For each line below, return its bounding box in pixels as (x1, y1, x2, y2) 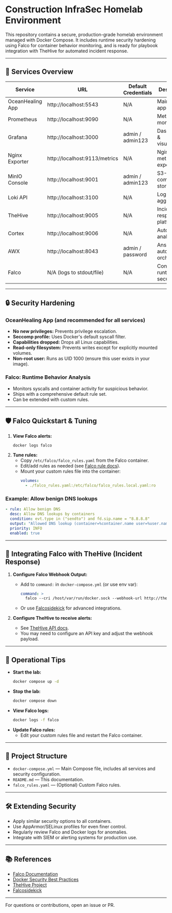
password (123, 251, 147, 258)
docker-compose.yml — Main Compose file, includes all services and (12, 765, 156, 772)
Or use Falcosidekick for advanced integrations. (20, 605, 122, 611)
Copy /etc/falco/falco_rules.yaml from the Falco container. (20, 457, 149, 463)
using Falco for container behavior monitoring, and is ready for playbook (5, 42, 158, 48)
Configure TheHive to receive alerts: (12, 615, 92, 621)
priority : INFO (10, 525, 42, 531)
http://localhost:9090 (47, 115, 99, 123)
